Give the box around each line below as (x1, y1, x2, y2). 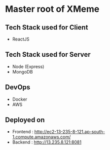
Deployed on (5, 116, 45, 124)
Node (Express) (12, 63, 44, 70)
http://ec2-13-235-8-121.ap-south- (34, 129, 105, 135)
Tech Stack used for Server (5, 50, 91, 59)
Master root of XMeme (5, 3, 100, 15)
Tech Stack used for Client (5, 23, 88, 32)
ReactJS (12, 36, 30, 42)
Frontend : (12, 129, 34, 135)
